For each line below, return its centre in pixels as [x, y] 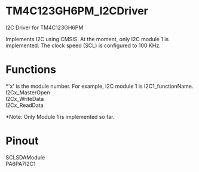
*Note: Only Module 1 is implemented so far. [60, 116]
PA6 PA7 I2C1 [21, 164]
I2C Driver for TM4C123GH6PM [45, 27]
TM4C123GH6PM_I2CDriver [77, 11]
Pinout [22, 141]
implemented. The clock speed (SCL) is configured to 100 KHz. [83, 45]
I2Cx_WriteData [25, 99]
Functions [31, 70]
